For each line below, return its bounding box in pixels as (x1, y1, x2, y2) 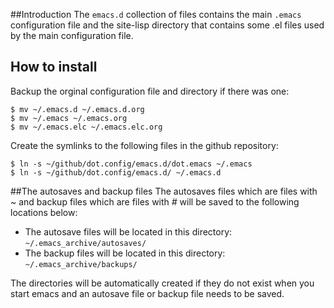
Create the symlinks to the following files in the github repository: (10, 139, 279, 151)
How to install (10, 59, 98, 76)
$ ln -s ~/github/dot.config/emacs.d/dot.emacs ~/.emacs (10, 159, 253, 169)
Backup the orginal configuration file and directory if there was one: (10, 85, 290, 97)
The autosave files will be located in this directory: (24, 225, 233, 238)
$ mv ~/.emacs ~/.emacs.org (10, 113, 128, 123)
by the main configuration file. (10, 30, 134, 41)
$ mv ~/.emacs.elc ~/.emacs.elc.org (10, 122, 163, 132)
